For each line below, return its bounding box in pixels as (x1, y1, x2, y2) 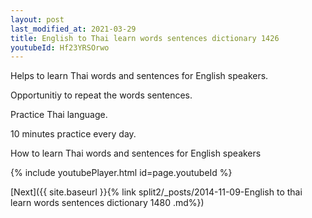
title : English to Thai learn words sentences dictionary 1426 (10, 33, 280, 43)
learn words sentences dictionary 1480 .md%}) (10, 197, 205, 209)
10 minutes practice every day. (10, 128, 137, 140)
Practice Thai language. (10, 109, 108, 121)
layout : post (10, 14, 65, 25)
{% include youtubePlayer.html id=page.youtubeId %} (10, 167, 233, 179)
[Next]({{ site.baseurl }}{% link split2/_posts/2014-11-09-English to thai (10, 186, 303, 198)
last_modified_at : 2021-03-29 (10, 24, 137, 34)
